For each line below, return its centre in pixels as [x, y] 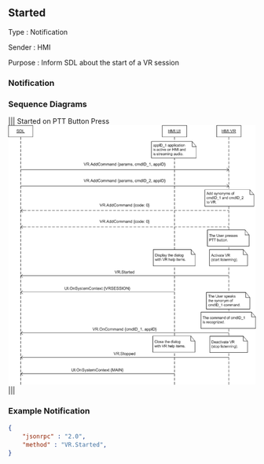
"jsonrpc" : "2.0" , [54, 436]
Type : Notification [38, 32]
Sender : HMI [29, 47]
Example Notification [49, 410]
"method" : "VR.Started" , [65, 444]
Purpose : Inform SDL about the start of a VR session [93, 62]
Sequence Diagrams [48, 104]
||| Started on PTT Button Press [59, 121]
